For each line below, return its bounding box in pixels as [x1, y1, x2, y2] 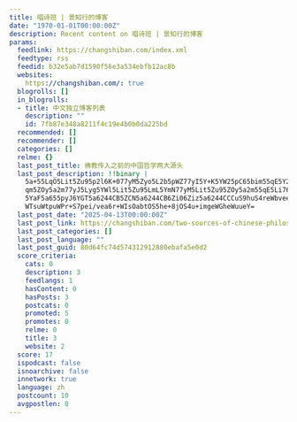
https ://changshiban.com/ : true [25, 79, 144, 88]
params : [9, 37, 38, 47]
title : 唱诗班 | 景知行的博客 [9, 12, 109, 22]
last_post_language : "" [17, 235, 104, 244]
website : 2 [25, 341, 65, 350]
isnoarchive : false [17, 366, 89, 376]
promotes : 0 [25, 318, 69, 326]
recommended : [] [17, 128, 77, 137]
